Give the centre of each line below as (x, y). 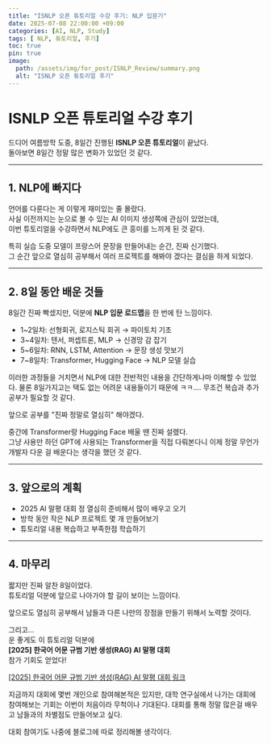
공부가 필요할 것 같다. (42, 397)
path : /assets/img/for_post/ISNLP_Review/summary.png (108, 69)
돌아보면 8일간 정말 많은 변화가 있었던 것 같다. (80, 152)
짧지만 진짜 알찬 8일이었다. (50, 585)
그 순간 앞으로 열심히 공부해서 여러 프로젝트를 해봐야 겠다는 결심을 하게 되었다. (131, 256)
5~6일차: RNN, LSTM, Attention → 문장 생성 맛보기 (102, 350)
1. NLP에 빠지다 (45, 188)
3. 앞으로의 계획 (45, 488)
